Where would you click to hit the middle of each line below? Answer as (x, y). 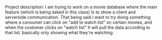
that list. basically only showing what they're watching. (59, 33)
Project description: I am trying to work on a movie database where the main (81, 7)
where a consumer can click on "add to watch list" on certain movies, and (79, 22)
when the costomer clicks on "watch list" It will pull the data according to (78, 27)
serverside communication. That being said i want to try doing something (78, 17)
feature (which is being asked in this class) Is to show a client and (70, 12)
